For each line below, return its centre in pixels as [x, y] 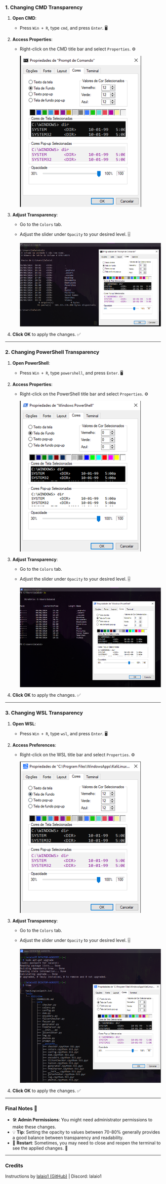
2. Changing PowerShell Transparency [52, 352]
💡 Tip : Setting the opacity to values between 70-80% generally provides [86, 1132]
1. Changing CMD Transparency [44, 7]
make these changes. [34, 1127]
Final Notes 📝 [21, 1108]
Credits [14, 1165]
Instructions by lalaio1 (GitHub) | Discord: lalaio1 [53, 1176]
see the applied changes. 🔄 [40, 1148]
